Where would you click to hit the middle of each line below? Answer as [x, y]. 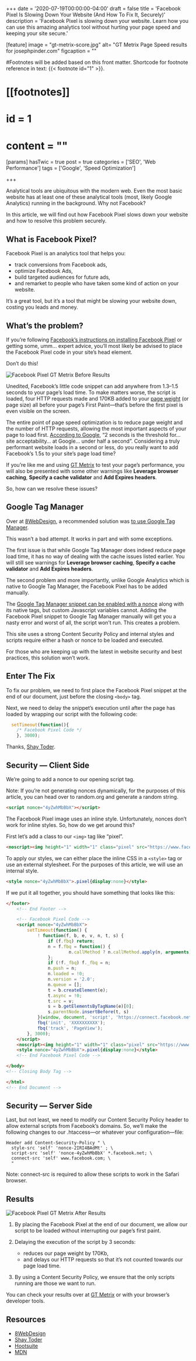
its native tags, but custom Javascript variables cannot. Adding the [86, 610]
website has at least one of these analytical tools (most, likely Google [89, 197]
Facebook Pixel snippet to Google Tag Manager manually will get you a [91, 616]
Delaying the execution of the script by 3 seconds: [75, 1242]
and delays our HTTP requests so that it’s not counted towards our [103, 1260]
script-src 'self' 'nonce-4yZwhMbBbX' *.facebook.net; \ [82, 1153]
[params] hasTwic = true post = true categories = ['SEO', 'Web [81, 162]
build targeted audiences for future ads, [62, 277]
